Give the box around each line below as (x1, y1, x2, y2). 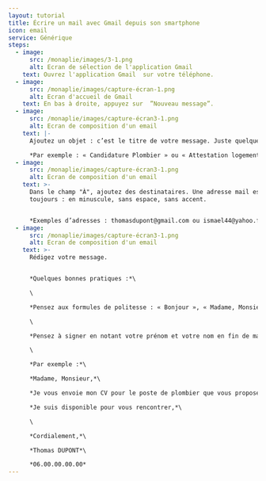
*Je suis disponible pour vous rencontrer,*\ (28, 403, 182, 411)
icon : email (8, 26, 47, 34)
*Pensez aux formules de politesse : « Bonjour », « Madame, (28, 303, 236, 311)
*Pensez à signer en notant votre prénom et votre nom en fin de (28, 332, 249, 340)
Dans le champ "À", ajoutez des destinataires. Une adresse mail (28, 188, 249, 196)
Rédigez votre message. (28, 254, 108, 261)
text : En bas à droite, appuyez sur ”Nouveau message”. (22, 100, 215, 108)
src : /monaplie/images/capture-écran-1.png (28, 85, 176, 94)
